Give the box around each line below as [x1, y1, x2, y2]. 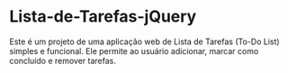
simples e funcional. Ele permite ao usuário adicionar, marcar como [9, 45, 259, 56]
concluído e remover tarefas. [9, 55, 117, 66]
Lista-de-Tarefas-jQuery [9, 6, 197, 27]
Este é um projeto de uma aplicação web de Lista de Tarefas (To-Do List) [9, 36, 281, 47]
